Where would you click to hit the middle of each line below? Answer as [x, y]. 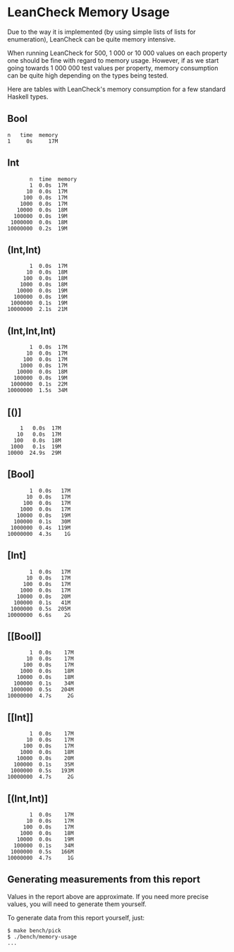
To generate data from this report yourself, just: [76, 917]
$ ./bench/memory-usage [42, 936]
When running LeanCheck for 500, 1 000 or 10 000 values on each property [117, 53]
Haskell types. [28, 97]
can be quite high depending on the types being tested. [88, 75]
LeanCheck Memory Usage [89, 12]
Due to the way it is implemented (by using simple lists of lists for [101, 32]
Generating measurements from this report [104, 880]
